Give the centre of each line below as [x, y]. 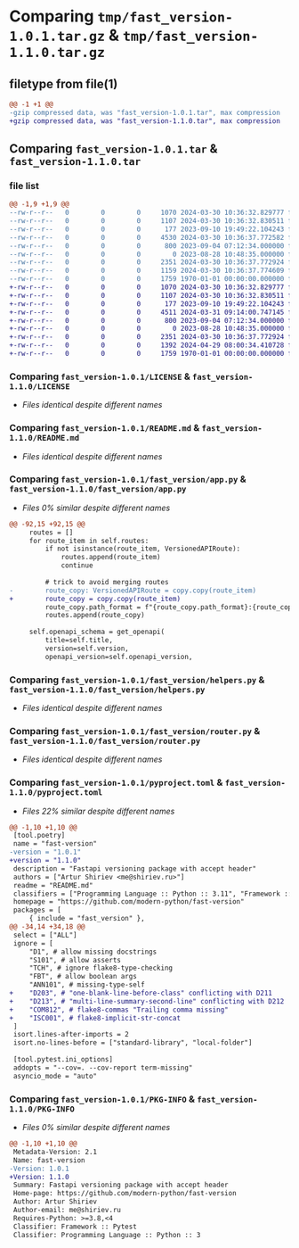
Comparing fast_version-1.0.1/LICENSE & [100, 376]
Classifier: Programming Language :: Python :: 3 [107, 1235]
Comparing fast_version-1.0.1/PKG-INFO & [102, 1099]
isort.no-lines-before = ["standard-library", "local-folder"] [133, 1043]
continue [77, 566]
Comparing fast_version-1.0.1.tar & [113, 149]
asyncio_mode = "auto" [55, 1076]
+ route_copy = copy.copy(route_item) [95, 599]
